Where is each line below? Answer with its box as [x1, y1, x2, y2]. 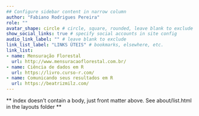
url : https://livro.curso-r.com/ [11, 70, 95, 76]
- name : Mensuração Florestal [6, 53, 82, 59]
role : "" [6, 20, 28, 26]
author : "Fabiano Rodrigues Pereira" [6, 14, 100, 20]
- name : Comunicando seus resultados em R [6, 75, 113, 81]
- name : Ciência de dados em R [6, 64, 84, 70]
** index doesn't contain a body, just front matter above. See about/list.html [6, 97, 192, 104]
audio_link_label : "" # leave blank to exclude [6, 36, 127, 42]
